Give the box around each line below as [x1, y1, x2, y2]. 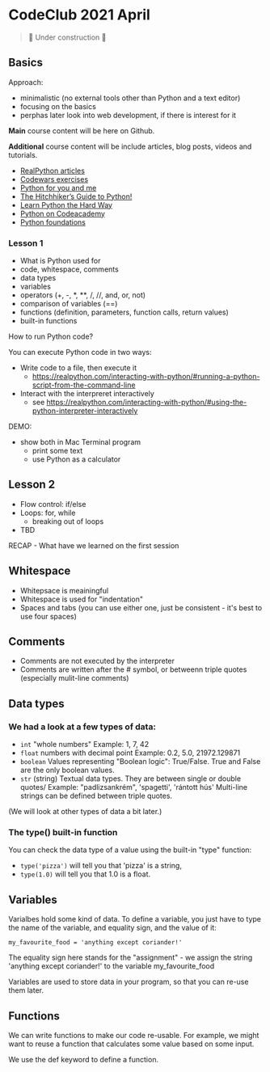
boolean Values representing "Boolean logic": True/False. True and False [19, 757, 261, 766]
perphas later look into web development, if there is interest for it [19, 110, 237, 120]
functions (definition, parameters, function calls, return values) [19, 307, 229, 317]
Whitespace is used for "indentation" [19, 594, 144, 604]
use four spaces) [19, 611, 77, 621]
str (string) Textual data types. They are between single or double [19, 774, 241, 783]
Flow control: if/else [19, 499, 86, 509]
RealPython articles [19, 166, 85, 175]
